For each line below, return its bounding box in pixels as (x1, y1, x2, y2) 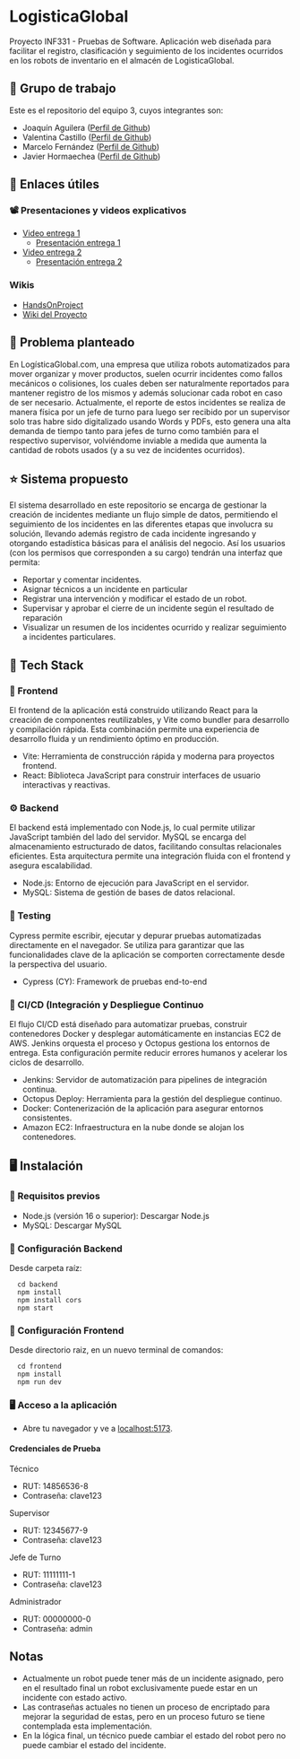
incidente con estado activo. (21, 1692, 127, 1702)
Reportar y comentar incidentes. (21, 574, 141, 585)
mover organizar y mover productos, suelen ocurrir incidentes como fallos (9, 368, 284, 379)
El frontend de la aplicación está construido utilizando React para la (9, 705, 258, 716)
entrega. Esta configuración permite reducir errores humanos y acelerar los (9, 1047, 288, 1058)
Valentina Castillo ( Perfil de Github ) (21, 132, 152, 143)
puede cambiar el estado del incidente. (21, 1739, 167, 1750)
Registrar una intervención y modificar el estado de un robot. (21, 594, 248, 605)
